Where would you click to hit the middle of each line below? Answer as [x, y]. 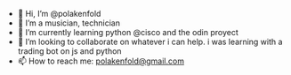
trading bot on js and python [69, 51]
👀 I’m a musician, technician [69, 23]
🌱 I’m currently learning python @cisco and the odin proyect [128, 32]
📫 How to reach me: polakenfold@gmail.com [101, 61]
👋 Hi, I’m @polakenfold [59, 14]
